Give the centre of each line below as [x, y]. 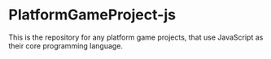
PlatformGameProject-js [92, 15]
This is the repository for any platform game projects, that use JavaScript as [136, 37]
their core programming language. [66, 45]
